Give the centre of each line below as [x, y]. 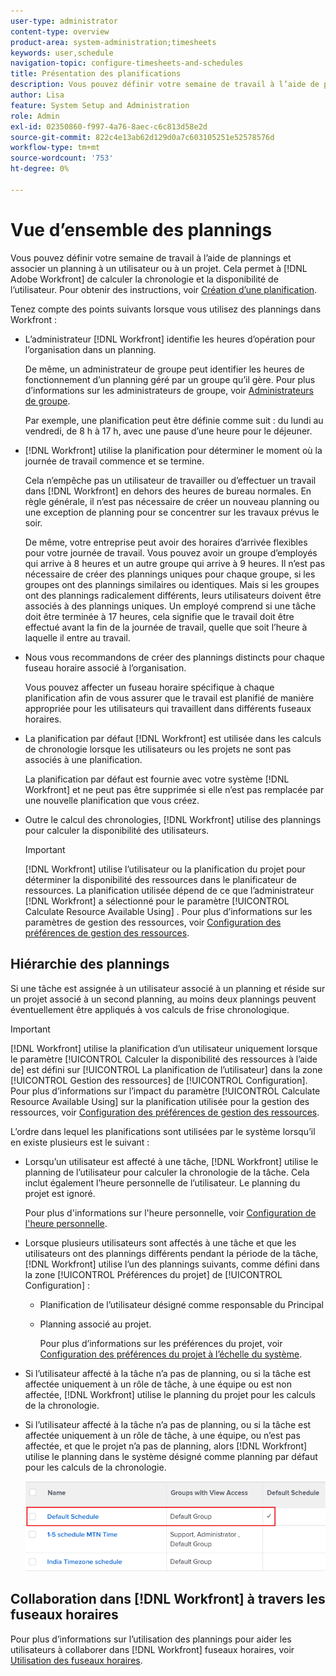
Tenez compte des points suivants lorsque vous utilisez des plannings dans [166, 309]
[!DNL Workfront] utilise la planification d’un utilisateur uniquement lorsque [164, 1048]
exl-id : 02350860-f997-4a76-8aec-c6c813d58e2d [109, 126]
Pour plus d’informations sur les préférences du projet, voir [161, 1343]
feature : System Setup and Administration [100, 105]
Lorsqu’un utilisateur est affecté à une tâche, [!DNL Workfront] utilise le [171, 1161]
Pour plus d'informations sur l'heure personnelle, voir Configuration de [170, 1212]
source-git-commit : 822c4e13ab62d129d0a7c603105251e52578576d [142, 137]
